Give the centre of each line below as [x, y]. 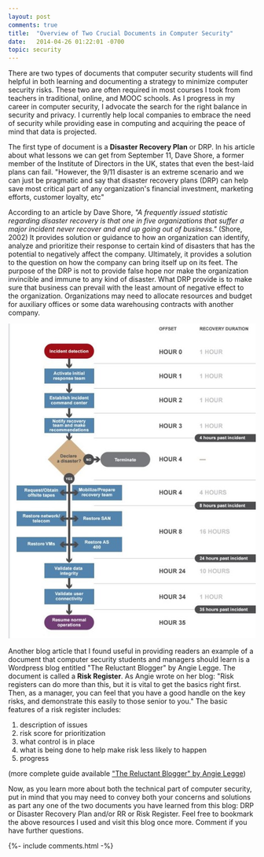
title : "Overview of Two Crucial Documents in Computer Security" [121, 33]
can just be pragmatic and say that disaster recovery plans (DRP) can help [128, 180]
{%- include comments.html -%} [61, 846]
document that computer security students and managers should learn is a [129, 659]
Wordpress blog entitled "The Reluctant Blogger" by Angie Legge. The [122, 668]
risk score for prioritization [62, 733]
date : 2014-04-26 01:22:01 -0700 [66, 42]
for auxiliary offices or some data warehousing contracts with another [121, 305]
